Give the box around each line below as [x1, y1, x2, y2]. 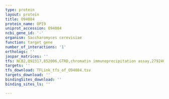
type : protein [5, 7, 35, 12]
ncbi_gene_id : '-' [5, 30, 44, 35]
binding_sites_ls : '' [5, 81, 51, 86]
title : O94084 [5, 16, 35, 21]
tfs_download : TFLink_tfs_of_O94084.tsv [5, 68, 92, 73]
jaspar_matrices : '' [5, 53, 49, 59]
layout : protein [5, 12, 39, 17]
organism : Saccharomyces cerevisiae [5, 35, 82, 40]
